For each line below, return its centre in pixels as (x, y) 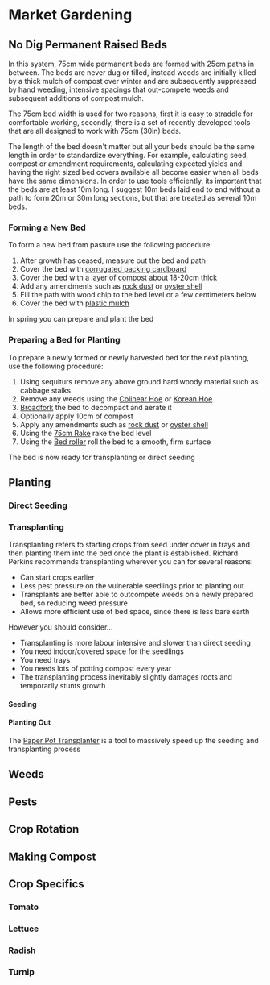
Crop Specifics (46, 884)
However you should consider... (61, 627)
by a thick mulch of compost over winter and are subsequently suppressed (133, 81)
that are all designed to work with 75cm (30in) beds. (95, 131)
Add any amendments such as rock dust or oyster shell (111, 286)
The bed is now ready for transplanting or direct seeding (102, 457)
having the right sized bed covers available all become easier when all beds (133, 172)
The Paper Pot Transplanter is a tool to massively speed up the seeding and (133, 740)
